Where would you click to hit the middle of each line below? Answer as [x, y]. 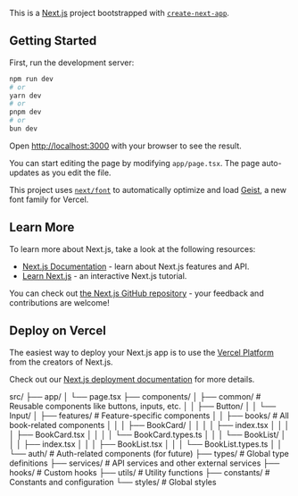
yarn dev [25, 96]
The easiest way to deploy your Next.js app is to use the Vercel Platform [142, 352]
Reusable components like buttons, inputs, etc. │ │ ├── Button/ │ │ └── [143, 406]
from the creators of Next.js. [61, 362]
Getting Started [53, 41]
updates [25, 172]
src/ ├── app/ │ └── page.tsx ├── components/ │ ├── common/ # [135, 396]
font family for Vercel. [49, 199]
